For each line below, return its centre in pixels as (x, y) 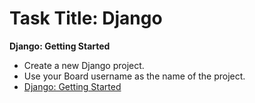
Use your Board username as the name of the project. (134, 76)
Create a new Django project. (84, 65)
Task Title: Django (86, 18)
